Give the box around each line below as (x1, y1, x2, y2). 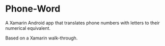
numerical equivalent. (5, 25, 51, 31)
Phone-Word (5, 3, 61, 15)
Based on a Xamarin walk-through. (5, 35, 78, 41)
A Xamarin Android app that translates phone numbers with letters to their (5, 20, 160, 26)
